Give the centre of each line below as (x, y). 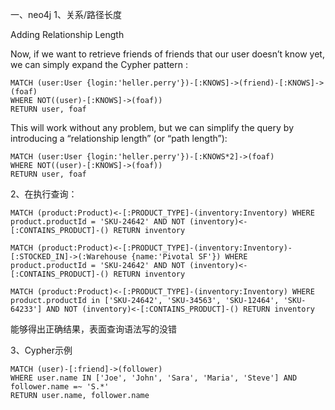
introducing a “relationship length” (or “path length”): (119, 138)
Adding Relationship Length (67, 34)
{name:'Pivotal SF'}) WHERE (189, 257)
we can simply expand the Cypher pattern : (99, 64)
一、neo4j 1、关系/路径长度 (66, 14)
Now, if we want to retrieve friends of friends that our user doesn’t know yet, (167, 54)
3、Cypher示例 (41, 350)
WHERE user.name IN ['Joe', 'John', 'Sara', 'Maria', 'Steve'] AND (154, 378)
